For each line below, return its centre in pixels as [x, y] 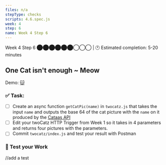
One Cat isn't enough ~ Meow [52, 70]
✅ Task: [15, 95]
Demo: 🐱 [15, 82]
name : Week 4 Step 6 [27, 33]
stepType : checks [23, 14]
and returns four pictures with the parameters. [60, 128]
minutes [13, 55]
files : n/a [16, 10]
